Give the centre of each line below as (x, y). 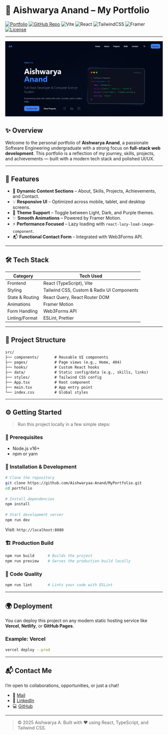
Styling (14, 290)
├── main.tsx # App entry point (49, 387)
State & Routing (23, 297)
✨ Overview (24, 131)
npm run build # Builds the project (49, 556)
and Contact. (26, 196)
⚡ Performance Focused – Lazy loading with (58, 224)
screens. (21, 207)
